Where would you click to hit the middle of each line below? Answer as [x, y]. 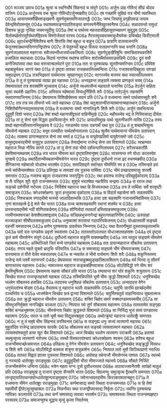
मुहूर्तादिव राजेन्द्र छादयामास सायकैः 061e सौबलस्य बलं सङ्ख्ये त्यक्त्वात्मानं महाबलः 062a [75, 327]
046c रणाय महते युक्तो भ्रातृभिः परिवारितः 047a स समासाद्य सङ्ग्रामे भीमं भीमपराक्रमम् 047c [78, 249]
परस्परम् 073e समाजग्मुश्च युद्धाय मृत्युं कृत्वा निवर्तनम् [47, 400]
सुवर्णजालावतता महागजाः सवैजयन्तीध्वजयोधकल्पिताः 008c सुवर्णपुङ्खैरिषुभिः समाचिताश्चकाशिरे [79, 53]
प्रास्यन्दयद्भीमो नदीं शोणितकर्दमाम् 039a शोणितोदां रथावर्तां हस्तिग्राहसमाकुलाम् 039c [72, 209]
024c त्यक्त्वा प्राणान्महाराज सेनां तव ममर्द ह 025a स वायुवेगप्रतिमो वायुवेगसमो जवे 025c [75, 136]
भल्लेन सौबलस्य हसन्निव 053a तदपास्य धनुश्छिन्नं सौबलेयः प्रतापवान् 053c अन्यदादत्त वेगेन [75, 282]
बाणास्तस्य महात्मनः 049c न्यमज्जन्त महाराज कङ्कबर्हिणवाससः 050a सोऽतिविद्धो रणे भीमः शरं [79, 266]
